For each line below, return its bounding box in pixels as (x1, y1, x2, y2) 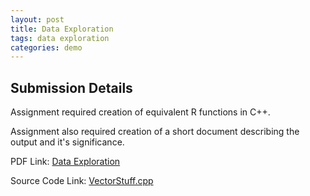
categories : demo (10, 42, 83, 53)
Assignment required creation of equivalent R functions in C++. (10, 106, 271, 118)
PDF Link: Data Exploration (10, 156, 121, 168)
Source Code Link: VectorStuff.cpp (10, 175, 154, 187)
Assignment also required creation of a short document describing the (10, 126, 300, 138)
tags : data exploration (10, 33, 110, 43)
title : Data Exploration (10, 24, 114, 34)
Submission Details (10, 79, 133, 96)
